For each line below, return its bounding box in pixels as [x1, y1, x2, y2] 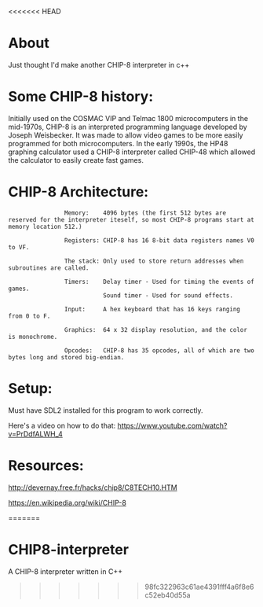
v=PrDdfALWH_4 [8, 429, 63, 439]
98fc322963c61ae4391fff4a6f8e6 [144, 582, 254, 591]
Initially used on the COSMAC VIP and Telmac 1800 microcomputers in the [8, 113, 249, 123]
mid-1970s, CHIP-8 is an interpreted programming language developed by [8, 122, 247, 131]
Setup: [8, 380, 53, 397]
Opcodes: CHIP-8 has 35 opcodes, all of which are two [64, 346, 255, 355]
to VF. [8, 243, 30, 251]
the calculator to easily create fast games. [8, 155, 144, 164]
